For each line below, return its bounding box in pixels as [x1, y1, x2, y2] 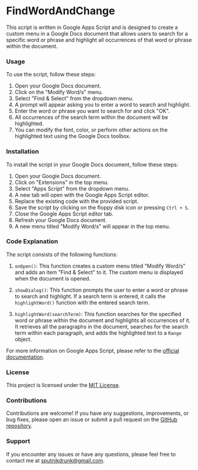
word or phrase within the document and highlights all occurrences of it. [14, 317, 191, 324]
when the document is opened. [14, 275, 91, 282]
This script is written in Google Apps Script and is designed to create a [6, 24, 178, 31]
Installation [6, 147, 40, 156]
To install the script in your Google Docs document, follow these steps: [6, 161, 178, 168]
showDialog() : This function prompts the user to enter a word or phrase [14, 286, 188, 294]
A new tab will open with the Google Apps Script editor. [14, 191, 150, 198]
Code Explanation [6, 237, 59, 246]
